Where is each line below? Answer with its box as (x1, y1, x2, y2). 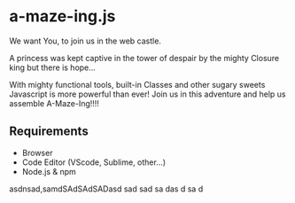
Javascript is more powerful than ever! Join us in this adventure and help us (9, 89, 286, 99)
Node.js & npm (21, 166, 77, 176)
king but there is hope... (9, 62, 96, 73)
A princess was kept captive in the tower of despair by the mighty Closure (9, 52, 280, 63)
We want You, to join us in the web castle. (9, 35, 162, 46)
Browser (21, 147, 53, 158)
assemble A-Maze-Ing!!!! (9, 98, 100, 108)
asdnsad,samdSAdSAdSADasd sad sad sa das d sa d (9, 183, 204, 194)
